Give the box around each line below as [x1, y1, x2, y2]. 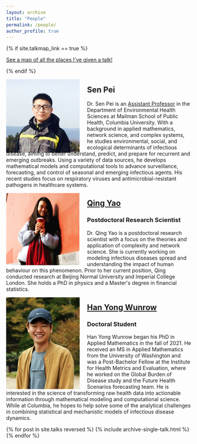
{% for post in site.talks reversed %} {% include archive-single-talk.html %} [6, 426, 190, 433]
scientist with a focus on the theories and [87, 236, 187, 243]
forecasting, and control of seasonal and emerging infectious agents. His [6, 169, 182, 176]
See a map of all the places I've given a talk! [6, 56, 113, 63]
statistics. [6, 285, 29, 292]
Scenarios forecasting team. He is [87, 384, 169, 391]
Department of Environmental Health [87, 106, 176, 114]
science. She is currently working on [87, 248, 176, 255]
